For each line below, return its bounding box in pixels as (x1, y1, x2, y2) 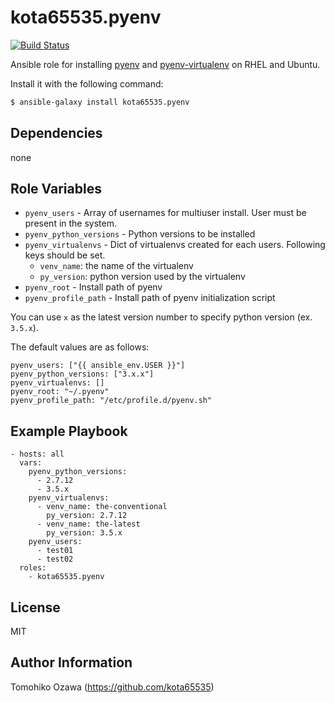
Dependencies (10, 125, 103, 142)
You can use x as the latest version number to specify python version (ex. (10, 311, 313, 323)
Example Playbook (10, 422, 128, 440)
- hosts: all (10, 449, 65, 460)
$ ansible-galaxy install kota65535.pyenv (10, 97, 190, 107)
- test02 (36, 554, 74, 565)
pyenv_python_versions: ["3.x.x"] (10, 369, 155, 380)
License (10, 599, 61, 616)
